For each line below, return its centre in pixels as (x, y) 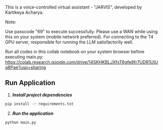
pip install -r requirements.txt (39, 104)
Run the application (33, 113)
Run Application (30, 83)
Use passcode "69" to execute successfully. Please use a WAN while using (81, 31)
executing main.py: (24, 57)
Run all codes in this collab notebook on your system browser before (75, 52)
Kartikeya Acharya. (24, 12)
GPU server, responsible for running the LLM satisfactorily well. (69, 42)
